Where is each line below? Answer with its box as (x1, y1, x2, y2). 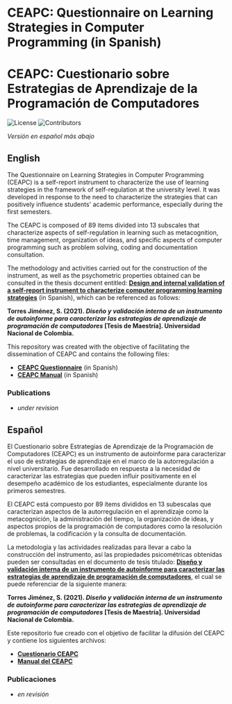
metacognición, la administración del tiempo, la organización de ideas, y (7, 515, 214, 523)
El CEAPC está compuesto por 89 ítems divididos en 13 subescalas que (7, 500, 212, 508)
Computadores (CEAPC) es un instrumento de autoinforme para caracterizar (7, 450, 226, 458)
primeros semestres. (7, 487, 67, 495)
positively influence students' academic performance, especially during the (7, 200, 224, 208)
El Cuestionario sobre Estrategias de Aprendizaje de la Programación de (7, 442, 214, 451)
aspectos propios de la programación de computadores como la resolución (7, 522, 222, 530)
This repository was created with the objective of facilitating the (7, 342, 190, 351)
